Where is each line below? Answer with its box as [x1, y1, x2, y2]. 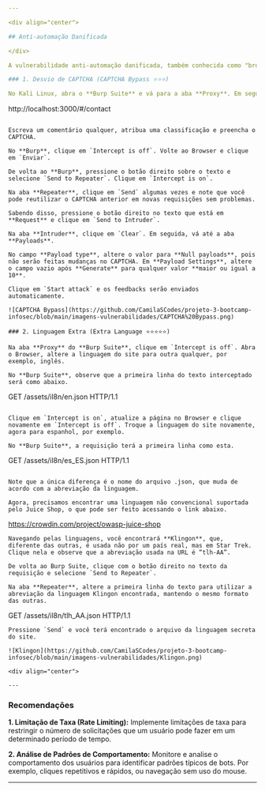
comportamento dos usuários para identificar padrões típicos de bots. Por [8, 758, 249, 767]
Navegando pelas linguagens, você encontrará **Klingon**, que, [8, 535, 224, 543]
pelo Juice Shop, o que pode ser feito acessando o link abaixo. [8, 506, 227, 514]
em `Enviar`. [8, 154, 51, 162]
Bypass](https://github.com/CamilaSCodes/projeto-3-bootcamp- [43, 306, 252, 315]
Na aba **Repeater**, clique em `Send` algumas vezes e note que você [8, 189, 245, 197]
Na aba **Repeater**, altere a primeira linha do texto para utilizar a [8, 583, 252, 591]
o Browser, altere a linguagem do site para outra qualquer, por [8, 351, 227, 359]
